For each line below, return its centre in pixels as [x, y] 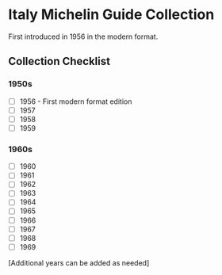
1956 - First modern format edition [76, 101]
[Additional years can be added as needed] [79, 262]
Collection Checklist [59, 61]
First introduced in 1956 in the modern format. [83, 36]
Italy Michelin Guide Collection [111, 15]
